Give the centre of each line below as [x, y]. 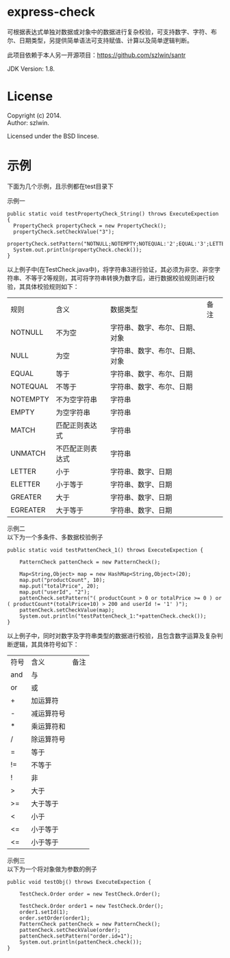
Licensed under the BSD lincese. [53, 136]
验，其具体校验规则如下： [43, 286]
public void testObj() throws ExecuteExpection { [79, 882]
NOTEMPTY [30, 399]
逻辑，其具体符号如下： [46, 644]
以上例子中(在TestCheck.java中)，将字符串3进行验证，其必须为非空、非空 [111, 269]
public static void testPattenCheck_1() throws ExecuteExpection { [105, 550]
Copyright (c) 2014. [34, 115]
